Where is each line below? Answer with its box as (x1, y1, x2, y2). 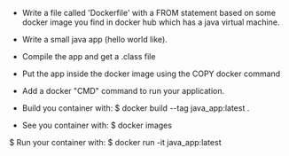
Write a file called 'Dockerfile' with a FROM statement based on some (21, 8, 277, 18)
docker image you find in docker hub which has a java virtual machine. (21, 17, 280, 27)
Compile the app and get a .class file (21, 51, 156, 61)
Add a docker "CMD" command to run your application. (21, 86, 225, 96)
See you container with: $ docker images (21, 120, 173, 130)
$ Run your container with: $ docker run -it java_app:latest (9, 137, 222, 147)
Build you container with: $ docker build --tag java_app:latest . (21, 103, 250, 113)
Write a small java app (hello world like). (21, 35, 168, 44)
